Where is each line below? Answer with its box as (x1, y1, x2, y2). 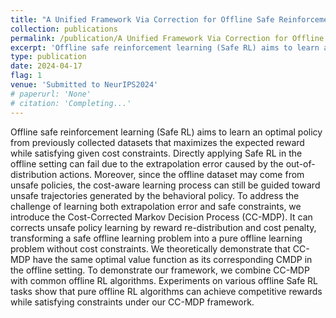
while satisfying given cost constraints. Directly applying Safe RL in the (10, 147, 303, 159)
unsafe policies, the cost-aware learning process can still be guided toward (10, 179, 321, 191)
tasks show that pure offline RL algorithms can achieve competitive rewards (10, 285, 323, 297)
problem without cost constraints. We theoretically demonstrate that (10, 242, 291, 255)
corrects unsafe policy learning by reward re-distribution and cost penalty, (10, 221, 317, 233)
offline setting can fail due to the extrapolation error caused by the (10, 157, 284, 170)
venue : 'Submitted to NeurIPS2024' (10, 80, 159, 90)
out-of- (285, 157, 316, 170)
